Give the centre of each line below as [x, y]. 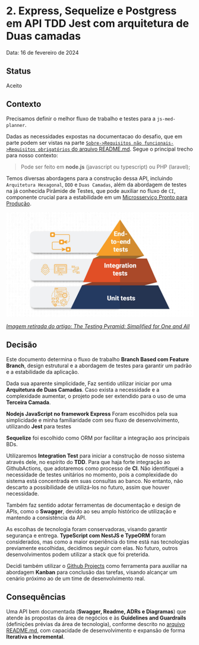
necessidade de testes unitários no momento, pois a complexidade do [92, 474]
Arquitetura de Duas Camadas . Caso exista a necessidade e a [83, 389]
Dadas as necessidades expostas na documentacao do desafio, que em [94, 136]
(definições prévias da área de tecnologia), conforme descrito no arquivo [96, 624]
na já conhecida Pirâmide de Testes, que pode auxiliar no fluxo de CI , [91, 190]
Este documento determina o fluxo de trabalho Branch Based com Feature [97, 359]
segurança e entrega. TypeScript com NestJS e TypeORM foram [86, 535]
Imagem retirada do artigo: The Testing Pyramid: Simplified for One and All [98, 326]
